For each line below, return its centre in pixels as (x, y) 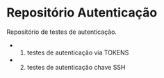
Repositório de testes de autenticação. (62, 32)
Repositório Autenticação (82, 13)
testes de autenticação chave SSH (76, 67)
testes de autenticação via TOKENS (78, 52)
